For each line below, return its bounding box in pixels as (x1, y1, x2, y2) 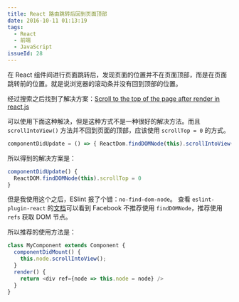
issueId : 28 (7, 50, 43, 58)
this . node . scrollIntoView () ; (20, 255, 107, 263)
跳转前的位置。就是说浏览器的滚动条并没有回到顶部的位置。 (7, 79, 182, 87)
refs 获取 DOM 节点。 (7, 212, 72, 221)
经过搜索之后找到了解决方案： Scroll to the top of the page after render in (7, 94, 221, 103)
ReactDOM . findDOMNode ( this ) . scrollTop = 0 (14, 175, 142, 182)
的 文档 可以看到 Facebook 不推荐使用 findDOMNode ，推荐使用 (47, 204, 223, 212)
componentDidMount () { (14, 249, 81, 256)
